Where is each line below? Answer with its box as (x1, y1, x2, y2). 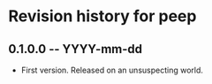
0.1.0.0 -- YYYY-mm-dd (8, 42, 143, 57)
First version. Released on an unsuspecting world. (20, 65, 204, 75)
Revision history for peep (8, 6, 197, 27)
